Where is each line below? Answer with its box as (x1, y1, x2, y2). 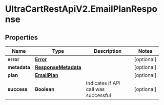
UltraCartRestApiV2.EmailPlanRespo (5, 3, 158, 15)
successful (86, 92, 111, 99)
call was (86, 86, 105, 92)
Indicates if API (86, 80, 121, 86)
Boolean (35, 86, 55, 92)
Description (94, 48, 122, 54)
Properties (5, 33, 38, 42)
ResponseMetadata (35, 64, 82, 70)
